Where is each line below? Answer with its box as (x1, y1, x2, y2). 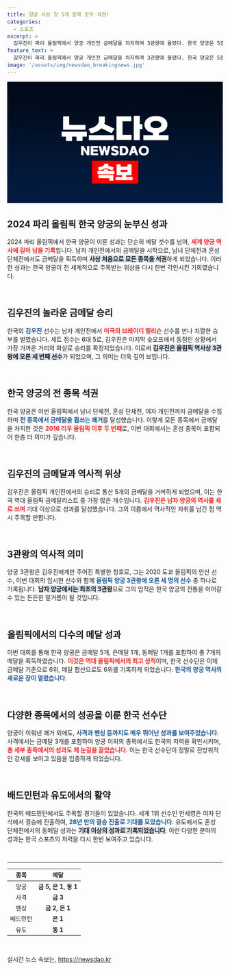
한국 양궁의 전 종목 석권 (7, 388, 99, 399)
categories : (7, 18, 41, 25)
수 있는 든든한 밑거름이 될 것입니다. (7, 593, 101, 602)
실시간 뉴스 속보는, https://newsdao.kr (7, 956, 112, 963)
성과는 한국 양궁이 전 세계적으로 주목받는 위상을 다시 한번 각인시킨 (14, 264, 190, 272)
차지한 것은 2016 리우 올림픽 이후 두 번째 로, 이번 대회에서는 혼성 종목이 (14, 424, 203, 432)
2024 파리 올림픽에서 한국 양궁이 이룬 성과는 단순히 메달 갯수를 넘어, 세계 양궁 (7, 238, 215, 246)
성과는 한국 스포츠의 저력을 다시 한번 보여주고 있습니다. (7, 834, 153, 843)
